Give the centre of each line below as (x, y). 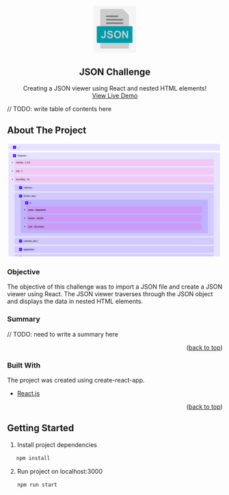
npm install (33, 458)
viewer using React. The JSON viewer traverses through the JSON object (110, 294)
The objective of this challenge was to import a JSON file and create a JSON (115, 287)
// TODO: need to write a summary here (63, 334)
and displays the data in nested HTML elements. (75, 302)
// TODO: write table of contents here (59, 109)
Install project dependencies (57, 444)
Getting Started (41, 428)
